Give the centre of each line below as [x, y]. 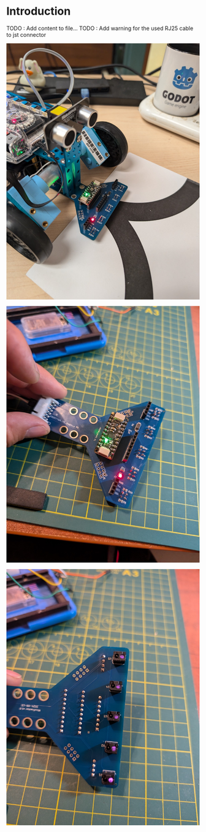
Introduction [39, 11]
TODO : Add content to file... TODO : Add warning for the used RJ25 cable [100, 28]
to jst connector [26, 34]
